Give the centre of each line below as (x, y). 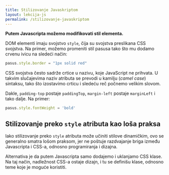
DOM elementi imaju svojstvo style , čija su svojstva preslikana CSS (76, 43)
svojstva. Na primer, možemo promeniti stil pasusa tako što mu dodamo (80, 49)
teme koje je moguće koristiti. (36, 167)
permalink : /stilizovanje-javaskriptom (47, 19)
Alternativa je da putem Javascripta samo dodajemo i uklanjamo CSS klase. (84, 156)
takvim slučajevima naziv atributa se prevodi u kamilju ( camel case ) (76, 78)
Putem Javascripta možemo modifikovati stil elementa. (65, 34)
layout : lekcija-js (26, 15)
